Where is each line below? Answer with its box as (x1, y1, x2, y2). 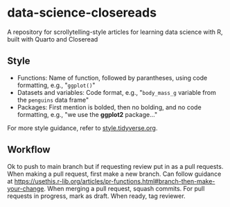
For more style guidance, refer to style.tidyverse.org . (7, 123, 158, 132)
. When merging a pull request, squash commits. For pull (44, 184, 205, 192)
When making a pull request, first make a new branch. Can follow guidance (7, 170, 222, 178)
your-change (7, 184, 44, 192)
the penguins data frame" (17, 96, 89, 104)
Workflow (7, 144, 51, 156)
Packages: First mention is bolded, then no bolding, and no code (17, 102, 202, 111)
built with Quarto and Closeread (7, 35, 98, 43)
